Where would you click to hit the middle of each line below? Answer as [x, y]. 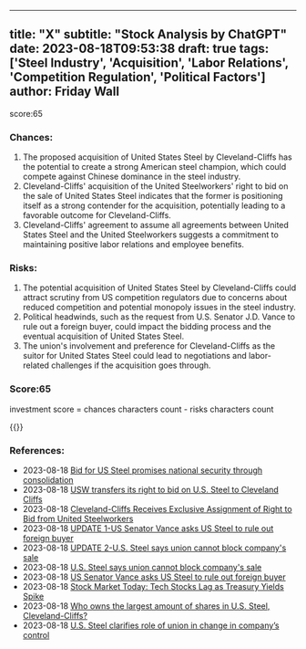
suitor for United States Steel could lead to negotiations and [135, 356]
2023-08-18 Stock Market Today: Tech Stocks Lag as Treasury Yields [153, 586]
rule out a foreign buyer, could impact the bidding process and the [147, 327]
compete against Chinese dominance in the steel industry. [132, 177]
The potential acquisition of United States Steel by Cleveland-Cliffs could [159, 288]
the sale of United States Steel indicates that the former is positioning [153, 196]
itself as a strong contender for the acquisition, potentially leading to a [154, 205]
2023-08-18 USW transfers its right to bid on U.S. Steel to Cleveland [151, 490]
